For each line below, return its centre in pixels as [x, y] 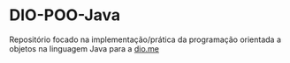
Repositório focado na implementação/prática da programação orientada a [145, 39]
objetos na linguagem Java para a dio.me [84, 48]
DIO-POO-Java [65, 15]
